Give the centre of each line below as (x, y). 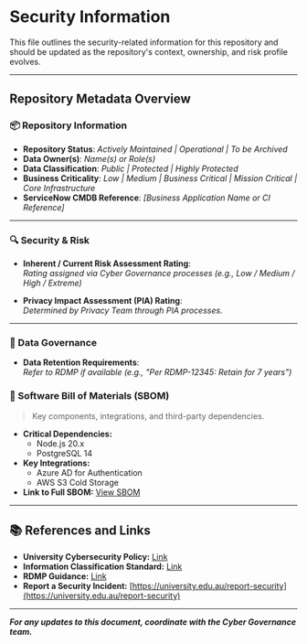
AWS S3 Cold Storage (77, 482)
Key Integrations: (56, 463)
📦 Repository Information (69, 125)
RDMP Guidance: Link (64, 576)
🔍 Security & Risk (49, 240)
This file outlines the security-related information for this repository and (144, 42)
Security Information (90, 17)
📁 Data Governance (53, 342)
